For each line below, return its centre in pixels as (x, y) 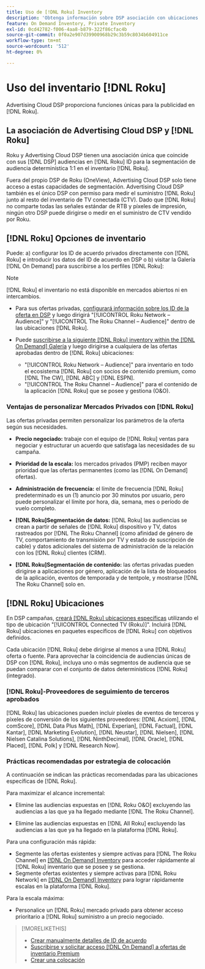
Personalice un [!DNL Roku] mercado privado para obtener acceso (99, 910)
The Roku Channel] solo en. (50, 584)
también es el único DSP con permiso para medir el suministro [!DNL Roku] (101, 193)
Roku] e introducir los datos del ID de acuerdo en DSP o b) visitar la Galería (101, 260)
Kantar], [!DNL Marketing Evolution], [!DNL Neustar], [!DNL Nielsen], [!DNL (100, 732)
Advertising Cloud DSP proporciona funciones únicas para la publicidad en (101, 104)
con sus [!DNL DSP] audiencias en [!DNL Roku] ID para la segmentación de (101, 161)
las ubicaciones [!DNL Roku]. (52, 328)
